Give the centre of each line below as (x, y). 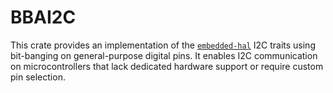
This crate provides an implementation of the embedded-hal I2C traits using (163, 45)
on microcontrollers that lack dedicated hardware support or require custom (167, 66)
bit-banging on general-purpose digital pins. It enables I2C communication (164, 55)
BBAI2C (43, 17)
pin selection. (38, 77)
